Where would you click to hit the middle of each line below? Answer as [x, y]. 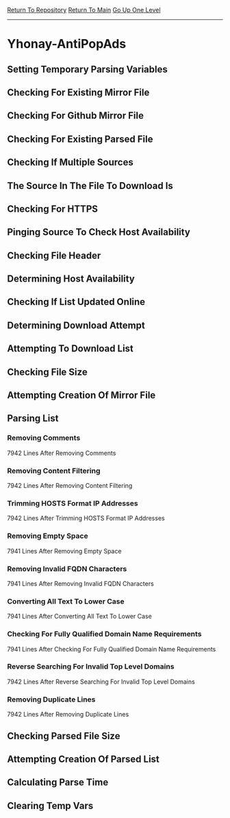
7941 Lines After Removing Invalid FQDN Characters [80, 583]
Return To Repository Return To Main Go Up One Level [84, 10]
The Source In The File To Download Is [90, 185]
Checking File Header [54, 255]
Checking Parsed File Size [64, 736]
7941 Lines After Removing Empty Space [64, 551]
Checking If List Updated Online [76, 302]
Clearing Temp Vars [50, 805]
